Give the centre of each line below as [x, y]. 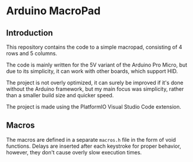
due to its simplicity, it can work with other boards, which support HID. [92, 71]
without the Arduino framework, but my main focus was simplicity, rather [95, 89]
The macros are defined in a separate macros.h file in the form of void [91, 139]
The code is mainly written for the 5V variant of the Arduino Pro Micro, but [97, 65]
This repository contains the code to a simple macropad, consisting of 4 [94, 47]
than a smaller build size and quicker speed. [60, 95]
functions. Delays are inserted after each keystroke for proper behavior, [94, 146]
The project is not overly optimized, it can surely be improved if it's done [95, 82]
